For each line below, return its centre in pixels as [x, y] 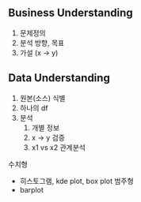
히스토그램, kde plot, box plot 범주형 [76, 181]
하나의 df [34, 108]
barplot [31, 189]
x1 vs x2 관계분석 [58, 147]
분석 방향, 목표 [42, 43]
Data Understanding [59, 78]
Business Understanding [70, 13]
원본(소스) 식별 [42, 98]
